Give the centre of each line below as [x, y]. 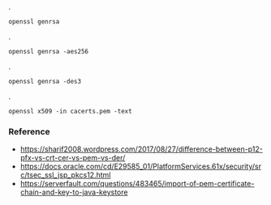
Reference [29, 131]
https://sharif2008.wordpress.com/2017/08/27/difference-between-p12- [142, 149]
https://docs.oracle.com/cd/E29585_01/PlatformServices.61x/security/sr [141, 167]
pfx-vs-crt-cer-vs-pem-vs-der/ [73, 158]
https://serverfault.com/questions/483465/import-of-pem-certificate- [137, 184]
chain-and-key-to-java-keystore [74, 192]
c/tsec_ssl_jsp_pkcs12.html [65, 175]
